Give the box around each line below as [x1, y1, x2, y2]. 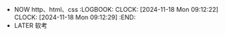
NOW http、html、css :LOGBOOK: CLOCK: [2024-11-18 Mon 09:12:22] [13, 6, 219, 13]
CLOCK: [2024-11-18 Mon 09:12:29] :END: [13, 13, 136, 21]
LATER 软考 [13, 21, 48, 29]
